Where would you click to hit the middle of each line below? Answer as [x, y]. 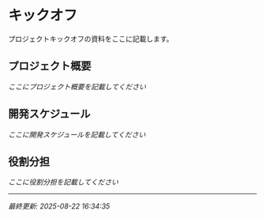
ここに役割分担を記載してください [63, 182]
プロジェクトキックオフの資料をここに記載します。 [91, 39]
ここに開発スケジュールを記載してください [77, 134]
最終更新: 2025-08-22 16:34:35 [59, 206]
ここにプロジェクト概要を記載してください [77, 86]
